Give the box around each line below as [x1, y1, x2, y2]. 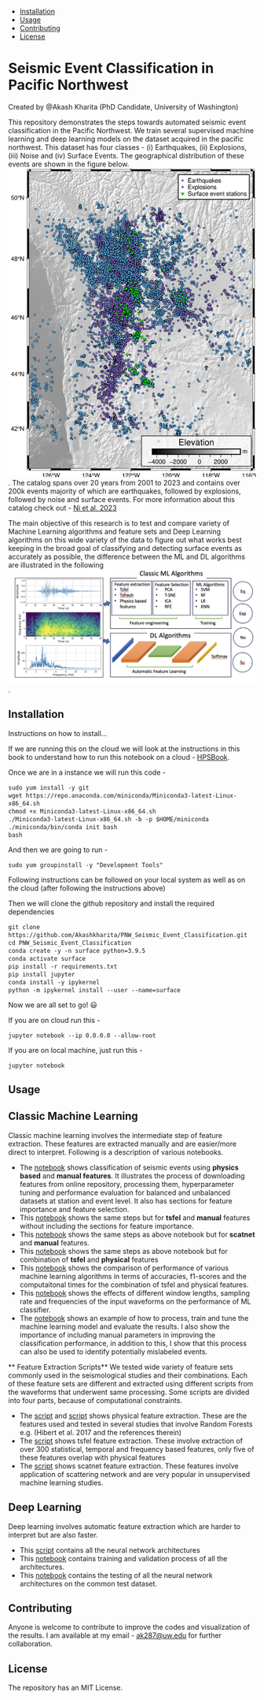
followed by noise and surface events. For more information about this [8, 495, 236, 504]
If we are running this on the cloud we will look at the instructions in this [8, 744, 240, 753]
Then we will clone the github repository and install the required [8, 898, 214, 908]
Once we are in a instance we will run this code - [8, 768, 167, 777]
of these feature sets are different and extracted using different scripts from [8, 1378, 254, 1388]
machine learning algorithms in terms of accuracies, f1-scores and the [19, 1271, 247, 1281]
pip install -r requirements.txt [8, 962, 118, 970]
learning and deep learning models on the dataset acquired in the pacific [8, 134, 244, 143]
